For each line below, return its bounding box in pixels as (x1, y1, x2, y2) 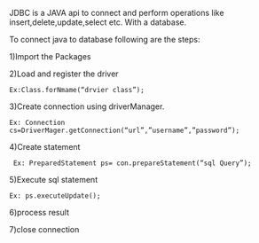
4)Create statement (9, 142, 81, 152)
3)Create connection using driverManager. (9, 101, 165, 112)
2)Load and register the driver (9, 68, 119, 79)
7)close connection (9, 224, 80, 234)
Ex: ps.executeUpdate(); (9, 192, 101, 200)
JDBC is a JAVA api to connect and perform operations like (9, 8, 224, 18)
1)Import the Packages (9, 51, 91, 61)
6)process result (9, 208, 69, 217)
